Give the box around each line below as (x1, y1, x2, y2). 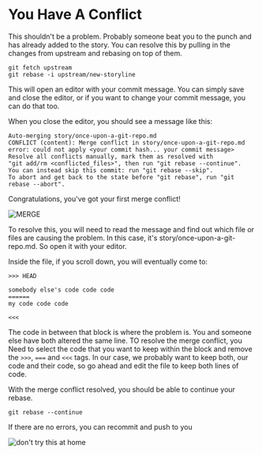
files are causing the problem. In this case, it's (8, 233, 158, 243)
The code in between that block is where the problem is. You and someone (8, 327, 253, 337)
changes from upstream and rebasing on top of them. (8, 48, 183, 58)
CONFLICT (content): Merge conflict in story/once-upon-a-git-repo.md (8, 138, 245, 147)
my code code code (8, 299, 69, 307)
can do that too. (8, 101, 60, 111)
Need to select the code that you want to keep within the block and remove (8, 344, 253, 353)
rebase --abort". (8, 180, 65, 188)
